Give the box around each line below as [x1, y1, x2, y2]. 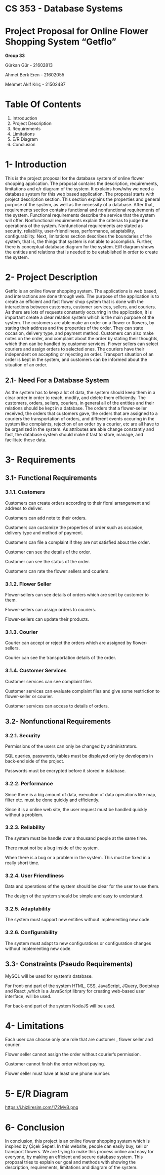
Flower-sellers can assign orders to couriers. [5, 606, 96, 612]
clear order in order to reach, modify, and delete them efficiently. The [5, 395, 146, 401]
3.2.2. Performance [5, 780, 53, 787]
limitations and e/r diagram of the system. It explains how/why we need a [5, 186, 154, 191]
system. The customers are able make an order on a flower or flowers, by [5, 319, 155, 325]
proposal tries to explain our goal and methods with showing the [5, 1159, 136, 1165]
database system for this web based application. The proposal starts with [5, 191, 155, 197]
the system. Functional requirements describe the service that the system [5, 212, 155, 218]
